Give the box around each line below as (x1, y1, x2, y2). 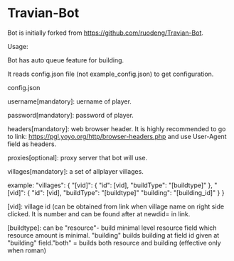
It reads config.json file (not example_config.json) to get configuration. (7, 70, 214, 78)
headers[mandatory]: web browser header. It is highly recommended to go (7, 124, 226, 133)
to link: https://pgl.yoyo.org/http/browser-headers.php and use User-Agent (7, 132, 227, 140)
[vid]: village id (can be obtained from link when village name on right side (7, 202, 225, 211)
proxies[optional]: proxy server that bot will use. (7, 153, 148, 162)
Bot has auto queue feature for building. (7, 55, 124, 65)
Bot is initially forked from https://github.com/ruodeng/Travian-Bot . (7, 28, 204, 37)
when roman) (7, 246, 47, 255)
